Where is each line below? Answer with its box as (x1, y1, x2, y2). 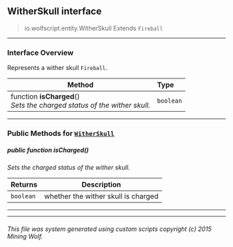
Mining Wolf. (7, 232, 43, 240)
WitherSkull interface (7, 6, 102, 17)
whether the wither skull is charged (44, 191, 159, 201)
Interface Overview (7, 48, 74, 58)
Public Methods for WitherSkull (7, 128, 114, 138)
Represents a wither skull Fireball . (7, 64, 107, 72)
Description (81, 180, 121, 189)
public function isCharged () (7, 146, 89, 154)
